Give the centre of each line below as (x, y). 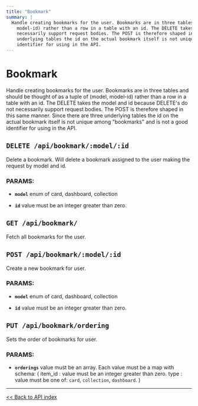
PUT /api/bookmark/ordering (58, 326)
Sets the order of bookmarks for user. (52, 339)
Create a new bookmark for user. (46, 268)
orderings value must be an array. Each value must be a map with (94, 367)
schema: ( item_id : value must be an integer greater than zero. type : (98, 373)
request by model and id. (36, 166)
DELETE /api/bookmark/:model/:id (68, 146)
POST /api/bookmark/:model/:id (64, 255)
